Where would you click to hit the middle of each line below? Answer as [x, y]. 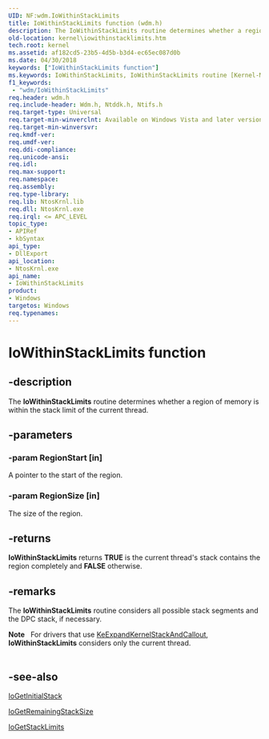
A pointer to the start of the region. [66, 475]
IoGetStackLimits [36, 727]
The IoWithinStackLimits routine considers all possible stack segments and [133, 611]
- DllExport [28, 254]
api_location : [32, 261]
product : [23, 291]
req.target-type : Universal [55, 113]
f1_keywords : [30, 82]
